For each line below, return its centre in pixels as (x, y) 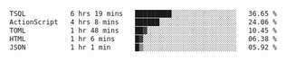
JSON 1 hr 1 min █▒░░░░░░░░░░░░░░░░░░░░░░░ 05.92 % (143, 47)
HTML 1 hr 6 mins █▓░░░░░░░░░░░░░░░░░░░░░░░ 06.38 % (143, 39)
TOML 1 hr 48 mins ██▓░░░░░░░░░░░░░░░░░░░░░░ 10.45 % (143, 30)
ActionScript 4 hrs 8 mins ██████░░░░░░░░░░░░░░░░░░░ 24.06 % (143, 22)
